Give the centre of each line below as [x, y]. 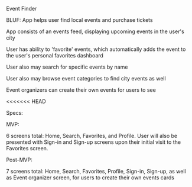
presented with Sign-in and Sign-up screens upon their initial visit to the [94, 142]
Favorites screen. [27, 148]
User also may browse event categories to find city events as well [86, 78]
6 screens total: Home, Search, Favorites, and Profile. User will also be [92, 136]
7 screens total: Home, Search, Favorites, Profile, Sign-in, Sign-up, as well [96, 171]
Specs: [15, 113]
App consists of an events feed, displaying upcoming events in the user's [95, 31]
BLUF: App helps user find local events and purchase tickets [79, 20]
